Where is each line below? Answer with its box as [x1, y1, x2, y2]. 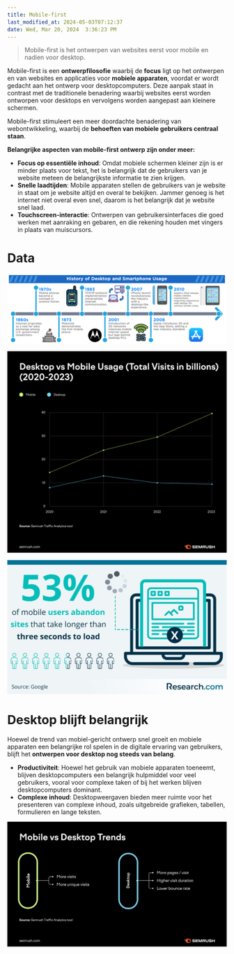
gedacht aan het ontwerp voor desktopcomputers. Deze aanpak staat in [7, 81, 214, 90]
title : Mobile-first [7, 11, 68, 18]
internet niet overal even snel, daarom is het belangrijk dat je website [17, 196, 215, 205]
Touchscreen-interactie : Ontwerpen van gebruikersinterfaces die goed [17, 211, 224, 219]
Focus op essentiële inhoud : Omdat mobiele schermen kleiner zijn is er [17, 159, 224, 167]
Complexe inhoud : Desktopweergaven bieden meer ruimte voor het [17, 792, 212, 801]
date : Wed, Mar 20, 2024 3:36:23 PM [7, 26, 117, 33]
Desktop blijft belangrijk [7, 712, 148, 728]
